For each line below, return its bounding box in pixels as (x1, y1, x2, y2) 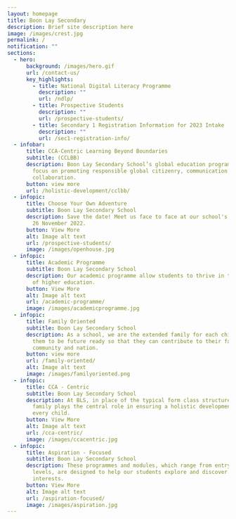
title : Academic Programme (25, 259, 105, 266)
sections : (7, 50, 37, 57)
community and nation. (32, 344, 99, 351)
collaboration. (32, 174, 77, 181)
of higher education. (32, 279, 96, 286)
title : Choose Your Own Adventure (25, 200, 128, 208)
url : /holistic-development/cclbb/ (25, 187, 131, 194)
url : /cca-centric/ (25, 429, 83, 437)
